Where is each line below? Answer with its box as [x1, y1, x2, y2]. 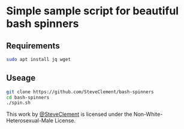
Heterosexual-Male [6, 117, 54, 124]
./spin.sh [6, 100, 31, 106]
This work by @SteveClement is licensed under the [6, 110, 132, 118]
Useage [6, 73, 36, 83]
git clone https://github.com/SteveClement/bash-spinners [6, 88, 154, 95]
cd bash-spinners [6, 94, 50, 100]
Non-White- [133, 110, 163, 118]
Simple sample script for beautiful [6, 4, 179, 18]
